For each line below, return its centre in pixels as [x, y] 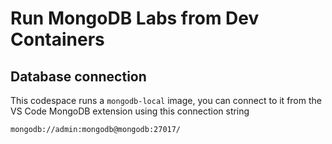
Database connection [78, 76]
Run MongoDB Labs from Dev [135, 18]
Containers [57, 39]
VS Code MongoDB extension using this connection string [130, 111]
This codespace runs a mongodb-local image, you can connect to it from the [166, 100]
